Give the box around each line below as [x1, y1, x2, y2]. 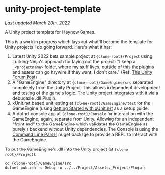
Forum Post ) [12, 74, 37, 80]
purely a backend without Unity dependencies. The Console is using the [12, 126, 159, 132]
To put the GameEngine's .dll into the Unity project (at [5, 146, 114, 152]
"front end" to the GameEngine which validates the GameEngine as [12, 121, 148, 127]
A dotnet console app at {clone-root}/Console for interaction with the [12, 110, 153, 116]
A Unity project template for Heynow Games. [5, 29, 96, 35]
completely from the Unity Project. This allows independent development [12, 84, 160, 90]
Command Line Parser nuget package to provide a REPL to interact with [12, 131, 158, 137]
